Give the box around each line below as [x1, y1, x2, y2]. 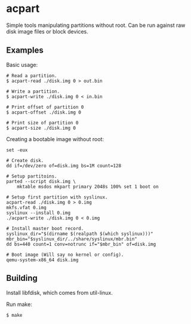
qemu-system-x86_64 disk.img [6, 256, 79, 263]
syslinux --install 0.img [6, 210, 70, 216]
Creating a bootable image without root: [6, 135, 104, 142]
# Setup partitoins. [6, 173, 58, 179]
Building [6, 273, 38, 283]
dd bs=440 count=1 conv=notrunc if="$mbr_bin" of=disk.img [6, 241, 156, 247]
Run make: [6, 301, 33, 308]
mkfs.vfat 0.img [6, 204, 47, 210]
